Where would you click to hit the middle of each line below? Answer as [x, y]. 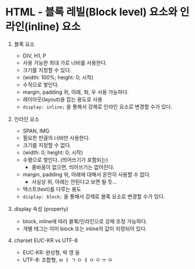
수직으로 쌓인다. [41, 84]
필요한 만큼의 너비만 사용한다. [56, 138]
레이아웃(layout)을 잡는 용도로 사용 [63, 99]
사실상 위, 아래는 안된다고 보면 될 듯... [74, 182]
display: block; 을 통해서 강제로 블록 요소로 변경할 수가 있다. [94, 196]
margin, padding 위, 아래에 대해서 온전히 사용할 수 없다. [87, 174]
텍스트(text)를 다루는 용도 [52, 189]
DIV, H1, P [34, 56]
